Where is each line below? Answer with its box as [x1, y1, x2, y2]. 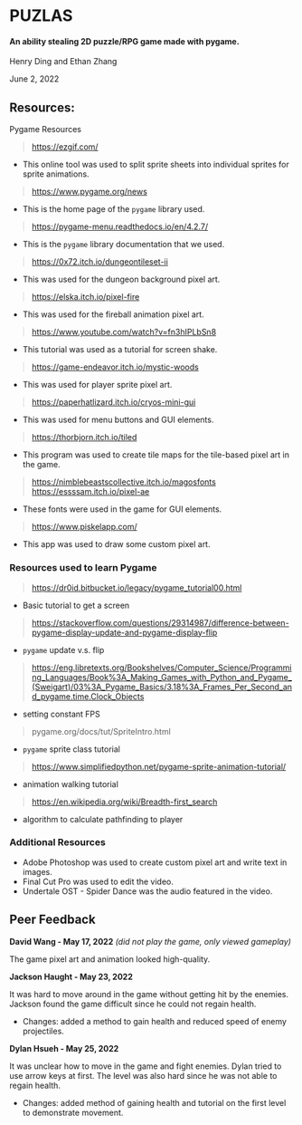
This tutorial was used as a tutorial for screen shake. [22, 344, 218, 355]
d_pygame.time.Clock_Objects [31, 690, 145, 702]
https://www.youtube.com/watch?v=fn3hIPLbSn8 [31, 327, 217, 338]
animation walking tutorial [22, 778, 119, 789]
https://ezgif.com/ [31, 141, 99, 152]
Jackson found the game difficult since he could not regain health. [9, 998, 257, 1009]
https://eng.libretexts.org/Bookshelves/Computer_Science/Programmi [31, 662, 292, 673]
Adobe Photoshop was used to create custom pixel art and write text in [22, 857, 288, 868]
